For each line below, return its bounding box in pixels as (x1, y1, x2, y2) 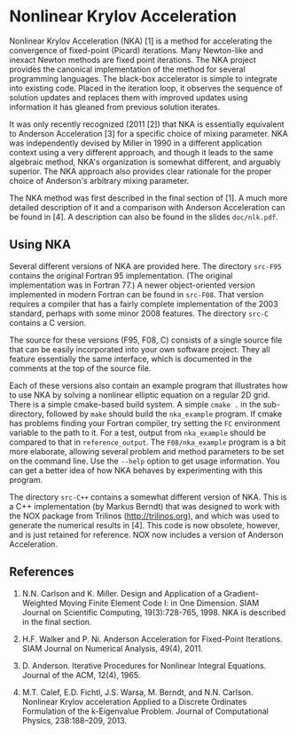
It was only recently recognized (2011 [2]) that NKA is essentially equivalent (9, 118, 285, 130)
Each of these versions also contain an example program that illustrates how (9, 380, 288, 391)
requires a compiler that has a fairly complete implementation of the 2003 (9, 298, 278, 309)
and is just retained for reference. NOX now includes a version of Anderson (9, 529, 284, 540)
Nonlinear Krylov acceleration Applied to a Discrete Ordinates (21, 696, 247, 707)
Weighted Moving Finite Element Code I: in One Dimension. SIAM (21, 597, 260, 608)
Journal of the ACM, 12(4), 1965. (21, 669, 141, 680)
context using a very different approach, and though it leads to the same (9, 146, 274, 157)
